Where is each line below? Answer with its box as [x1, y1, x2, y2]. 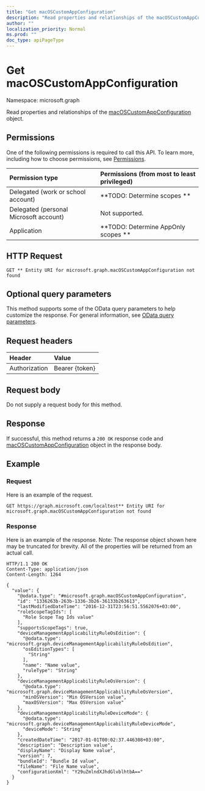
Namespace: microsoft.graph [6, 96, 80, 104]
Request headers [6, 336, 73, 346]
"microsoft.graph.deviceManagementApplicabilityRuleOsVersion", [6, 689, 173, 695]
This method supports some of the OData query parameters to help [6, 305, 176, 313]
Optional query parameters [6, 289, 112, 299]
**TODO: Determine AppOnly [100, 222, 185, 231]
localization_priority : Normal [6, 26, 86, 32]
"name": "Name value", [22, 662, 81, 668]
